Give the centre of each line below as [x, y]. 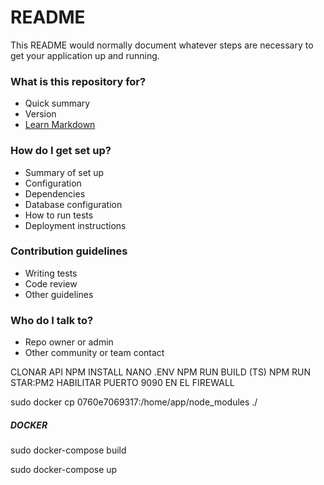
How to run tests [59, 215]
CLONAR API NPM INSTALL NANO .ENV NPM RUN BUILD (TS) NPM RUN [160, 372]
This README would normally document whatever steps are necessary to [162, 45]
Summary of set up [64, 172]
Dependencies [55, 193]
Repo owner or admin [69, 342]
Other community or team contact [94, 353]
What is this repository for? [78, 81]
